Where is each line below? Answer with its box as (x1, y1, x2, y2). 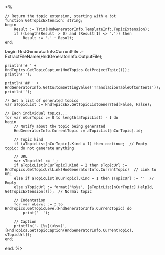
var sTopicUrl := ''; (14, 158, 58, 163)
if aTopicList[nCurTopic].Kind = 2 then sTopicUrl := (14, 163, 127, 168)
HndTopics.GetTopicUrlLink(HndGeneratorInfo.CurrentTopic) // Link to (5, 167, 156, 172)
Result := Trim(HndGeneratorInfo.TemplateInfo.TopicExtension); (14, 27, 150, 32)
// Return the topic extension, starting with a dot (5, 14, 116, 19)
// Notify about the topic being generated (14, 124, 106, 129)
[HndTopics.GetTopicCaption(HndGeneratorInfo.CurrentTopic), (5, 228, 134, 233)
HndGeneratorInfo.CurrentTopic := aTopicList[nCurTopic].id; (14, 128, 143, 133)
